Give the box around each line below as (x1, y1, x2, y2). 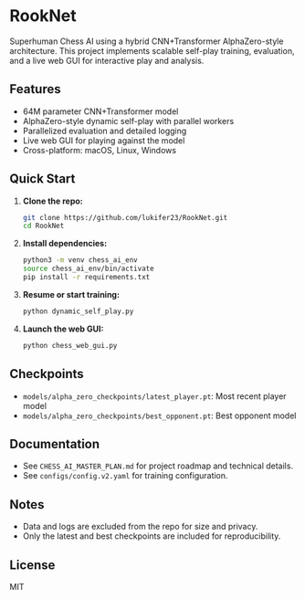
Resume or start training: (22, 289, 121, 299)
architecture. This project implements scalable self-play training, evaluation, (9, 45, 295, 56)
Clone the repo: (22, 195, 84, 206)
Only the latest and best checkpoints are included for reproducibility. (22, 531, 281, 541)
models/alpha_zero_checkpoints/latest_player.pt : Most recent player (22, 390, 287, 402)
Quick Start (9, 171, 76, 187)
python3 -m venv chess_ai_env (22, 256, 139, 265)
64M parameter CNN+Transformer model (22, 106, 179, 117)
